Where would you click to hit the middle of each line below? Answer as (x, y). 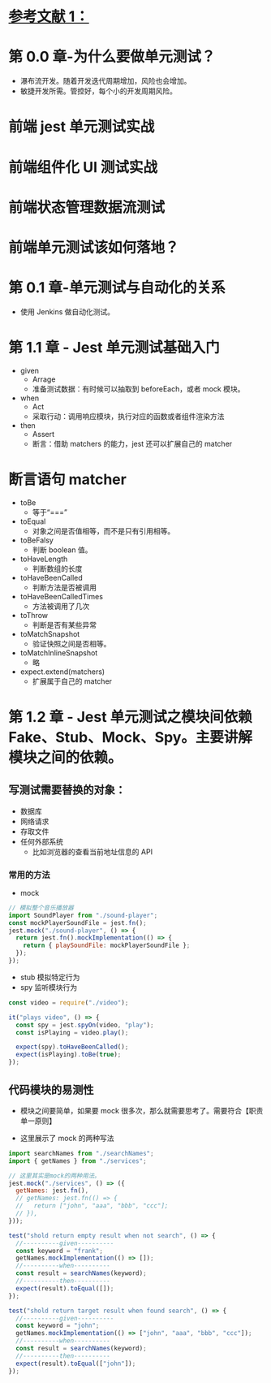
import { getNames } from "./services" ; (78, 1161)
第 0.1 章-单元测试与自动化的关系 (117, 288)
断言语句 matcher (68, 479)
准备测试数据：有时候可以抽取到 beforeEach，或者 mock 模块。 (138, 389)
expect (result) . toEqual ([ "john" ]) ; (76, 1364)
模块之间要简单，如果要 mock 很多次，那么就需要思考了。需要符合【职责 (142, 1110)
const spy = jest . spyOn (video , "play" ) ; (85, 1025)
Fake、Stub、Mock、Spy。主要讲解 (131, 737)
